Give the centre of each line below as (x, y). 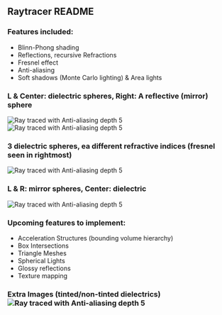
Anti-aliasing (36, 70)
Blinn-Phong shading (48, 47)
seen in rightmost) (40, 155)
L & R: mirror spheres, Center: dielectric (77, 189)
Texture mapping (43, 275)
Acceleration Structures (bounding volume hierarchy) (95, 238)
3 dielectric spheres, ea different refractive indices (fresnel (111, 146)
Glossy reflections (44, 268)
